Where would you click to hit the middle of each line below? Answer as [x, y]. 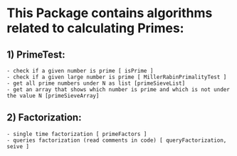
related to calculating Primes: [95, 28]
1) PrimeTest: [36, 54]
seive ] [18, 146]
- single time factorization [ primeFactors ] [77, 134]
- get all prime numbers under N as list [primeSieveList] [96, 83]
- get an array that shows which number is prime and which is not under [118, 90]
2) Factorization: [44, 118]
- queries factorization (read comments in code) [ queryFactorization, [117, 140]
